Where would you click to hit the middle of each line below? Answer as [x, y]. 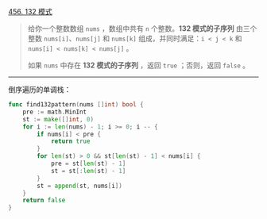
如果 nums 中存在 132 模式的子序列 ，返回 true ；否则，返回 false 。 [139, 65]
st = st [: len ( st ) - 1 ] [88, 171]
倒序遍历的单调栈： [40, 89]
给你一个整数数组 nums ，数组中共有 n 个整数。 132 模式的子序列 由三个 [142, 29]
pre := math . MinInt [55, 112]
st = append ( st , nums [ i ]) [80, 186]
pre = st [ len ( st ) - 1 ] [88, 163]
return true [70, 141]
